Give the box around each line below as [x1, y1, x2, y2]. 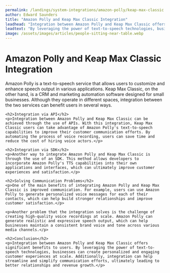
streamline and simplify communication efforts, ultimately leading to [5, 258, 159, 263]
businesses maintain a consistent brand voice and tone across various [5, 223, 159, 228]
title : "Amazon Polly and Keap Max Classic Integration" [5, 17, 128, 22]
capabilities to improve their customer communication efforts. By [5, 129, 151, 134]
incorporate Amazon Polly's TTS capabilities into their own [5, 160, 137, 165]
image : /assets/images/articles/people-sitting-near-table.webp [5, 31, 144, 36]
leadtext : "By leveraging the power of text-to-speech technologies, [5, 26, 155, 31]
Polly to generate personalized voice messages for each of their [5, 191, 148, 197]
